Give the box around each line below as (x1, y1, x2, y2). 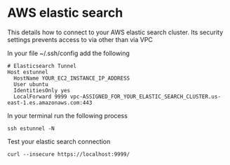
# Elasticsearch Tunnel (7, 62, 77, 69)
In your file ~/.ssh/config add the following (7, 49, 130, 57)
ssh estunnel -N (7, 124, 55, 132)
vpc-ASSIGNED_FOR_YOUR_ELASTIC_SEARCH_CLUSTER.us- (69, 93, 221, 100)
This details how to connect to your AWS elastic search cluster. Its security (7, 28, 224, 36)
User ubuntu (13, 80, 49, 88)
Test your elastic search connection (7, 137, 111, 145)
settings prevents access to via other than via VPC (7, 35, 153, 43)
